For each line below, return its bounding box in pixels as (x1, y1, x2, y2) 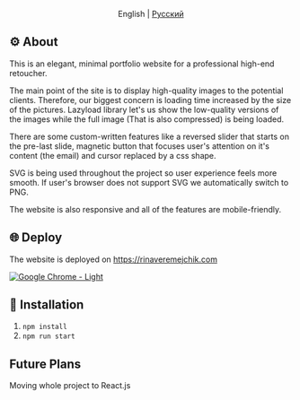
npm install (22, 323, 67, 332)
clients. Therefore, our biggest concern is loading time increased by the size (9, 94, 292, 105)
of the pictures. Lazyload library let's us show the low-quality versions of (9, 104, 279, 115)
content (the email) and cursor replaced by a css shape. (9, 150, 217, 161)
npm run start (22, 332, 75, 341)
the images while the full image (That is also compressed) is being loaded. (9, 113, 285, 125)
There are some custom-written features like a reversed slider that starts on (9, 131, 290, 142)
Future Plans (9, 356, 82, 371)
